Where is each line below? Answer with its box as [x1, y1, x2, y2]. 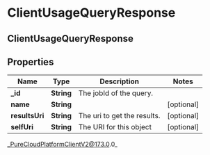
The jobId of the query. [78, 88, 154, 98]
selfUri [10, 122, 33, 132]
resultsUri [10, 111, 45, 121]
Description [99, 76, 140, 86]
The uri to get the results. [78, 111, 161, 121]
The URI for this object [78, 122, 152, 132]
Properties [7, 56, 54, 67]
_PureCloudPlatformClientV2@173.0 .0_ [7, 140, 118, 149]
